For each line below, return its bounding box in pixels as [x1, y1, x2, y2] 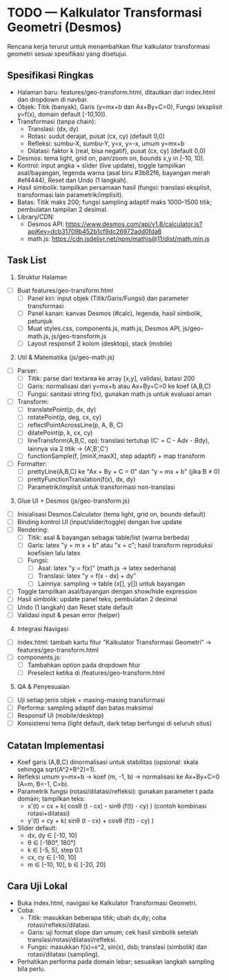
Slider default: [17, 823, 57, 832]
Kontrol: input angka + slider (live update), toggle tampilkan [17, 161, 186, 170]
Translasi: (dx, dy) [27, 124, 79, 132]
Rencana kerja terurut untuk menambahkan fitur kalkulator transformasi [7, 42, 210, 50]
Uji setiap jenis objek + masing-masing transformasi [17, 695, 166, 704]
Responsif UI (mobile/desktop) [17, 712, 104, 719]
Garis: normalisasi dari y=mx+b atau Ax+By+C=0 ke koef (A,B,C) [27, 382, 212, 390]
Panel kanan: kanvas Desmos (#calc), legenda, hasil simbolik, [27, 309, 203, 317]
